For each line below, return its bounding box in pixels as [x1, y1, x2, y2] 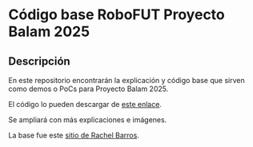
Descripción [8, 54, 70, 68]
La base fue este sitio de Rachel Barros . [8, 130, 140, 140]
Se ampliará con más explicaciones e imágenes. [8, 115, 167, 125]
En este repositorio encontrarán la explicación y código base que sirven [8, 76, 246, 85]
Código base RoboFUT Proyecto [8, 6, 226, 24]
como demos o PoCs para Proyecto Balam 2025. [8, 84, 169, 93]
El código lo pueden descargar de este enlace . [8, 100, 163, 109]
